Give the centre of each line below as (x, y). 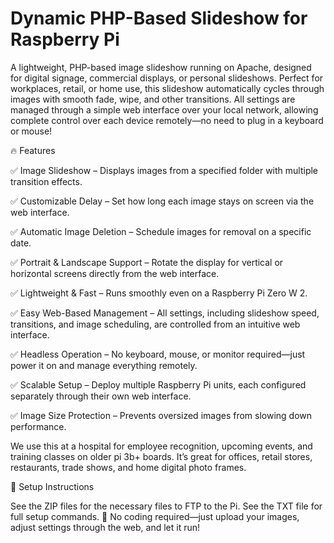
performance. (38, 426)
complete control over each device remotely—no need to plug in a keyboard (167, 120)
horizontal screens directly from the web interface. (115, 273)
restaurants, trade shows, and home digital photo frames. (128, 467)
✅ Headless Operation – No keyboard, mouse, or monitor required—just (158, 354)
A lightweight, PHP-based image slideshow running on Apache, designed (161, 67)
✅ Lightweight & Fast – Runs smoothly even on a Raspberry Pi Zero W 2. (159, 293)
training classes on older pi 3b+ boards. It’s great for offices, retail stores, (161, 456)
